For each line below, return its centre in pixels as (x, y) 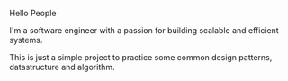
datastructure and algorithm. (62, 67)
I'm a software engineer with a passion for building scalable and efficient (144, 30)
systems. (26, 40)
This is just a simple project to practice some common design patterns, (141, 57)
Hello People (33, 13)
